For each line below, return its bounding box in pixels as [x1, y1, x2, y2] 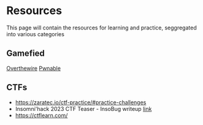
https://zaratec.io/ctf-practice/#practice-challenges [15, 99, 147, 106]
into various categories [6, 30, 64, 37]
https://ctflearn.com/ [15, 112, 68, 119]
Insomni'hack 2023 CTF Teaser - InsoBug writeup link [15, 105, 152, 112]
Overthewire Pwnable [6, 64, 61, 72]
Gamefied [6, 48, 45, 59]
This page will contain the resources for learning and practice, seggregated [6, 24, 197, 31]
